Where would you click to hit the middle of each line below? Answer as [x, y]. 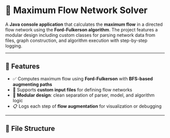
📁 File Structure [30, 129]
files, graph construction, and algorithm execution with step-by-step [76, 40]
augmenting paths [32, 84]
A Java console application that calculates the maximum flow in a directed [84, 24]
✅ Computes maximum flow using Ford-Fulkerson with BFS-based [83, 78]
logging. [14, 45]
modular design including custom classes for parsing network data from [80, 35]
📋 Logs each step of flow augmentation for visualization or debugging [87, 106]
